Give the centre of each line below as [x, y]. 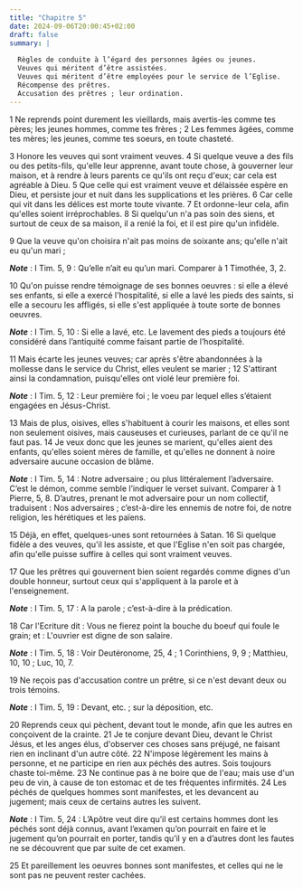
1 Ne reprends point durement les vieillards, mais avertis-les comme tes [142, 119]
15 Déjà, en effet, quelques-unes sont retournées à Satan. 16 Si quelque [143, 534]
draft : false [34, 34]
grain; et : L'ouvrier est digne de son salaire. [91, 635]
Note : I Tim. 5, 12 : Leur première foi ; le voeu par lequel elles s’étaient [140, 395]
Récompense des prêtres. [64, 85]
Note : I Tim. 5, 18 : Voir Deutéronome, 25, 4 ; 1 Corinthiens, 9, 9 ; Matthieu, [149, 653]
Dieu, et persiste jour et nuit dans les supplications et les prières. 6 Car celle [151, 194]
